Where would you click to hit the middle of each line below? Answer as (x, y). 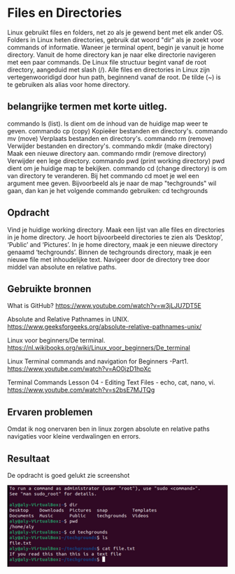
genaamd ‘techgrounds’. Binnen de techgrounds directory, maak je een (109, 252)
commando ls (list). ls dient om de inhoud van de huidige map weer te (108, 124)
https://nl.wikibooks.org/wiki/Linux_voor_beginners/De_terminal (99, 348)
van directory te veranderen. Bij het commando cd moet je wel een (103, 175)
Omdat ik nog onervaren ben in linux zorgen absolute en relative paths (108, 429)
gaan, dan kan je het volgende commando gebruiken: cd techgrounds (108, 190)
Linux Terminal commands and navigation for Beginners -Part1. (98, 361)
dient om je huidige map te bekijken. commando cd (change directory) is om (117, 168)
